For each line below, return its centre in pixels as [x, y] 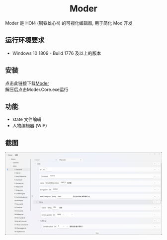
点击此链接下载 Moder [27, 83]
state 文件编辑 [27, 119]
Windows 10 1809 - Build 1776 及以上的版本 [57, 53]
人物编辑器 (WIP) [30, 126]
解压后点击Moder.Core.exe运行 [37, 89]
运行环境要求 [25, 40]
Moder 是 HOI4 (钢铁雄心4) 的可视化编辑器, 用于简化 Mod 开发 [69, 23]
